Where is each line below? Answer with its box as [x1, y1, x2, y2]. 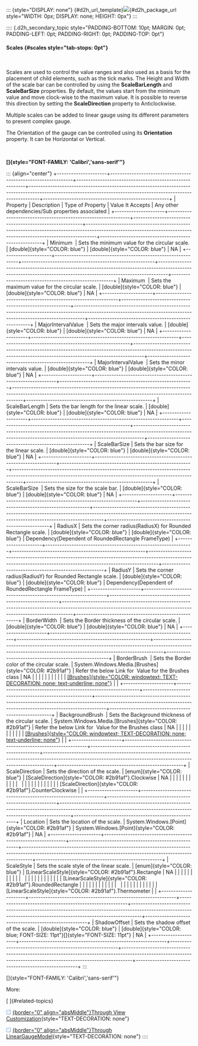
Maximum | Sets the [121, 277, 171, 284]
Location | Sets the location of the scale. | [23, 818, 125, 826]
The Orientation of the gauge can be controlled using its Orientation [6, 129, 173, 136]
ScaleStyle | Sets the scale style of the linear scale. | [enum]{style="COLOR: [6, 862, 192, 869]
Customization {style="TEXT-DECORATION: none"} [6, 1015, 130, 1022]
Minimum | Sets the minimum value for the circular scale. [50, 239, 190, 246]
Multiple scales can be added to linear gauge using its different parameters [6, 111, 189, 118]
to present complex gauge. [6, 118, 72, 125]
